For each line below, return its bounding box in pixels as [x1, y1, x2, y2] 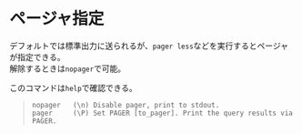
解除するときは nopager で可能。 [9, 63, 126, 74]
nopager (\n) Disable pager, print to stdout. [31, 100, 220, 109]
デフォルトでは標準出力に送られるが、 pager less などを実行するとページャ [9, 40, 289, 51]
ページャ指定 [9, 8, 105, 29]
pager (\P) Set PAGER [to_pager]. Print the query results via [31, 108, 293, 118]
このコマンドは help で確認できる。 [9, 82, 138, 93]
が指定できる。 [9, 51, 65, 62]
